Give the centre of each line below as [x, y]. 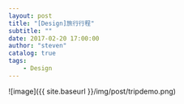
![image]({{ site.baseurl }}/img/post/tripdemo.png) [92, 91]
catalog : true [32, 53]
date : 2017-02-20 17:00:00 [54, 38]
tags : [17, 61]
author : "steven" [38, 46]
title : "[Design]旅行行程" [51, 23]
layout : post [30, 16]
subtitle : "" [30, 31]
